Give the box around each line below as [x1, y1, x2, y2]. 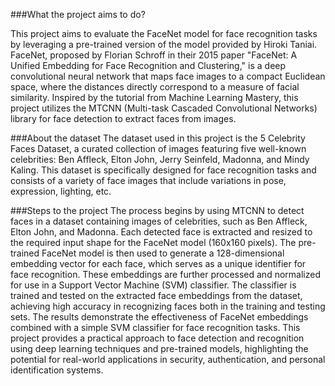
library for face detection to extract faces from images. [10, 113, 237, 124]
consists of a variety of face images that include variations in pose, [10, 175, 287, 186]
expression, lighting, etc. [10, 185, 112, 197]
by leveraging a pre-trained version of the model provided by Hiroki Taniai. [10, 39, 318, 50]
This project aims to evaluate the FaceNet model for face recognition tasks [10, 28, 318, 39]
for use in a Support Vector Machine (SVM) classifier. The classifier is [10, 279, 297, 291]
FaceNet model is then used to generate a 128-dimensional [41, 247, 285, 259]
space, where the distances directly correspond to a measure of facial [10, 81, 300, 93]
